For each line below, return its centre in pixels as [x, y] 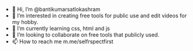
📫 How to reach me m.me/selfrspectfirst [63, 41]
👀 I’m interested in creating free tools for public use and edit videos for [99, 16]
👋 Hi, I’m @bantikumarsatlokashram [56, 9]
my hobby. [25, 22]
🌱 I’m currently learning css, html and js [61, 28]
